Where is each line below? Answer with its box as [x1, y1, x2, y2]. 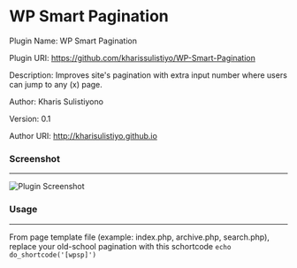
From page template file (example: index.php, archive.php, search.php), [9, 232, 270, 242]
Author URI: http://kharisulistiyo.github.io [9, 130, 157, 141]
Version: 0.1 [9, 113, 51, 124]
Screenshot [9, 152, 60, 165]
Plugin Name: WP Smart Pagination [9, 35, 137, 46]
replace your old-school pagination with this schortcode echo [9, 241, 232, 251]
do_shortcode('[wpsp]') [9, 250, 97, 259]
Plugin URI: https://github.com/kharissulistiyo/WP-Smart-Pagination [9, 52, 256, 63]
